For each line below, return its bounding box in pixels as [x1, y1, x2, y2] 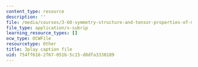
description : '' [6, 14, 46, 20]
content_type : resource [6, 8, 65, 15]
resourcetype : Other [6, 41, 57, 47]
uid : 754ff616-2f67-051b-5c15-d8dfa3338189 [6, 52, 115, 58]
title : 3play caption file [6, 47, 72, 52]
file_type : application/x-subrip [6, 24, 88, 31]
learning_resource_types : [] [6, 30, 78, 36]
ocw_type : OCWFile [6, 36, 51, 41]
